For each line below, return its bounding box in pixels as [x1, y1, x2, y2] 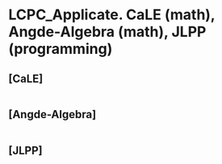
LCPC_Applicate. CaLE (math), [8, 6, 216, 24]
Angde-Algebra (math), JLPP [8, 23, 207, 41]
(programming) [8, 40, 113, 58]
